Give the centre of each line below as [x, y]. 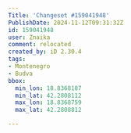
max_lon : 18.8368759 [48, 102]
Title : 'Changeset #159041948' [59, 15]
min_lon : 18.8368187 [48, 88]
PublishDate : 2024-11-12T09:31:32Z [66, 23]
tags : [17, 59]
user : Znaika [29, 37]
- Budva [21, 74]
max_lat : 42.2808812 [48, 110]
